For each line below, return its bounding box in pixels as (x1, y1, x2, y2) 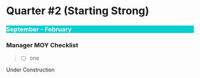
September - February (6, 25, 72, 34)
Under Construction (6, 66, 55, 73)
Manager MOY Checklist (6, 41, 79, 50)
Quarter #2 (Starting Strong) (6, 4, 149, 18)
